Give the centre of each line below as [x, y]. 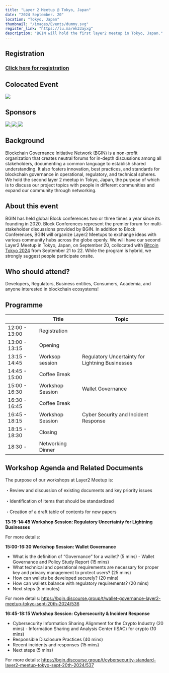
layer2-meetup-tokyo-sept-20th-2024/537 [50, 665]
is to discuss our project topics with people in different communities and [80, 185]
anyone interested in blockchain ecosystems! [52, 289]
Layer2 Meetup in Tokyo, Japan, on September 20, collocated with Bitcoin [82, 245]
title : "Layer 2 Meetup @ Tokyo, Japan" [48, 10]
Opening [49, 345]
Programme [24, 305]
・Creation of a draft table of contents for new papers [61, 512]
